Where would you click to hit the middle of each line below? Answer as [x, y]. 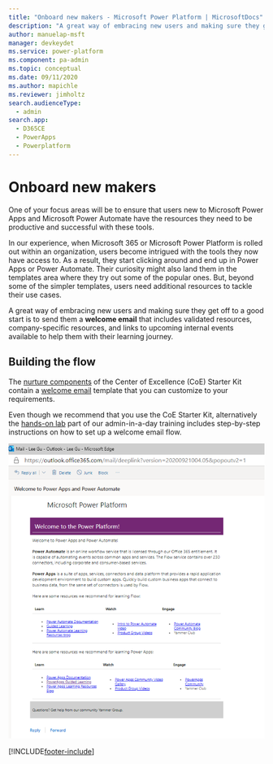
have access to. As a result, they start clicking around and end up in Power [134, 260]
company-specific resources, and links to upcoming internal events [121, 327]
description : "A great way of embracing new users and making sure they [134, 26]
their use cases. [35, 295]
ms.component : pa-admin [49, 60]
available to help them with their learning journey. [91, 336]
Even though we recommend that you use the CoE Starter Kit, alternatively [133, 414]
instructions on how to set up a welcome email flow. [95, 432]
